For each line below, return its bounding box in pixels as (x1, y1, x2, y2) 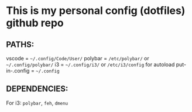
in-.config (6, 67, 30, 74)
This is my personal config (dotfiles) (6, 4, 186, 17)
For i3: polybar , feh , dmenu (6, 99, 68, 106)
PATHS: (6, 39, 35, 49)
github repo (6, 16, 64, 30)
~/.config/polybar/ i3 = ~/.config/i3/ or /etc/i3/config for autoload (6, 61, 175, 68)
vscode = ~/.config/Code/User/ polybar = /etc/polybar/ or (6, 55, 149, 62)
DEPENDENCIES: (6, 84, 68, 94)
